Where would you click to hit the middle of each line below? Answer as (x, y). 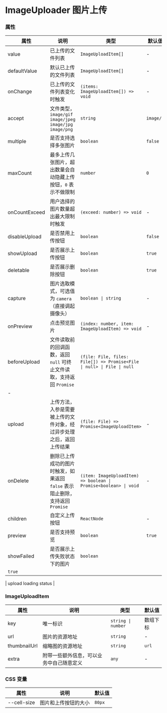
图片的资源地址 (60, 637)
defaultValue (22, 71)
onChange (20, 92)
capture (17, 298)
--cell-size (21, 703)
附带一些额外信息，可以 (70, 655)
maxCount (20, 173)
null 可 (58, 362)
